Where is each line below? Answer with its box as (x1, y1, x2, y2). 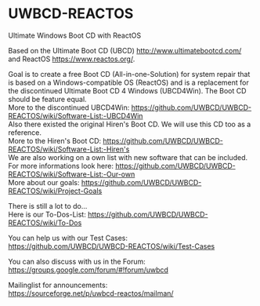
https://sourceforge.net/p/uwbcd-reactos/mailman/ (8, 288, 174, 298)
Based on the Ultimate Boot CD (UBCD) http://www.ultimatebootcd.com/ (8, 46, 242, 55)
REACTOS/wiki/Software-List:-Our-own (8, 169, 135, 179)
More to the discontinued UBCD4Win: (8, 103, 130, 112)
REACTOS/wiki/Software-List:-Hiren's (8, 144, 130, 154)
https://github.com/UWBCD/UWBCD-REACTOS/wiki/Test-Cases (8, 241, 215, 251)
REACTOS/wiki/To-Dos (8, 217, 82, 228)
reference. (8, 127, 42, 137)
